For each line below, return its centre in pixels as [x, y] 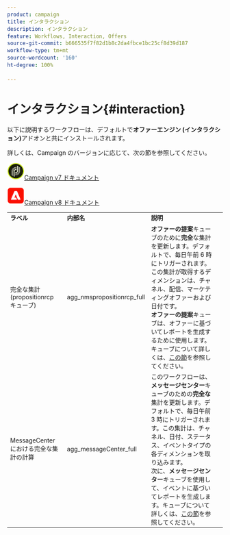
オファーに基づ [190, 323]
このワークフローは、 [181, 376]
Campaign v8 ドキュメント [62, 202]
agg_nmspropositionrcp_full [106, 297]
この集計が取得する [178, 271]
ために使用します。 [184, 340]
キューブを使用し [187, 479]
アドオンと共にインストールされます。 [75, 138]
